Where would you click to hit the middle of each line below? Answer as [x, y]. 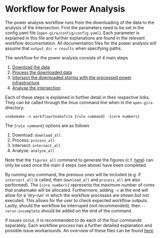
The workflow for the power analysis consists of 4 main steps [67, 57]
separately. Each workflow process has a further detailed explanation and [79, 225]
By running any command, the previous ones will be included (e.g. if [73, 174]
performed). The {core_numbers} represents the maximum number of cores [80, 185]
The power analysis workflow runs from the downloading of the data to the [80, 22]
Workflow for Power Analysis [65, 9]
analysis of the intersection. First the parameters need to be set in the [74, 27]
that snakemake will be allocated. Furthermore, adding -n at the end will [77, 190]
